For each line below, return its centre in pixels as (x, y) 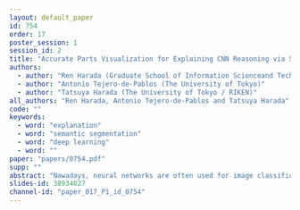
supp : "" (25, 167)
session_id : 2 (36, 51)
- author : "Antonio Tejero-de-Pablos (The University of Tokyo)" (142, 84)
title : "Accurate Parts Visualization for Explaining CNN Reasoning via (147, 59)
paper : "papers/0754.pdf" (57, 159)
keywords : (28, 117)
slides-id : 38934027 (48, 184)
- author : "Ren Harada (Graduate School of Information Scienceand (146, 76)
